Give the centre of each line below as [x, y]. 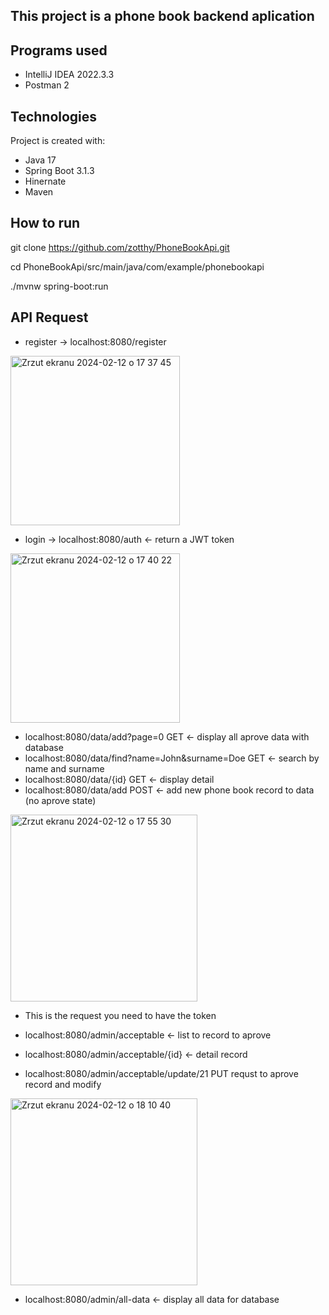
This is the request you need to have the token [120, 1015]
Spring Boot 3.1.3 [59, 171]
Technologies [54, 116]
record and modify [63, 1084]
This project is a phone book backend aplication [162, 16]
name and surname [64, 768]
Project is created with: [58, 141]
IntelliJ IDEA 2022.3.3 [69, 75]
